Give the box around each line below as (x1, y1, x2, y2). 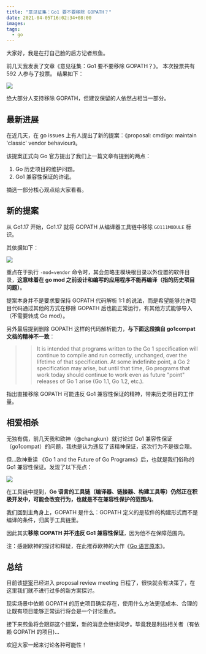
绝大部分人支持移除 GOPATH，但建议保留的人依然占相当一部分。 (6, 94, 170, 102)
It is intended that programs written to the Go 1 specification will (36, 344, 198, 352)
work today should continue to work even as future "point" (36, 371, 185, 378)
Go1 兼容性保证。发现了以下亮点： (6, 463, 93, 471)
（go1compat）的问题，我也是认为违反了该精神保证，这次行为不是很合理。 (6, 443, 196, 450)
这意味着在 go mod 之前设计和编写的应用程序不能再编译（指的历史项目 (17, 276, 195, 283)
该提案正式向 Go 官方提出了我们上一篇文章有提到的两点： (6, 152, 151, 159)
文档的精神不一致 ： (6, 332, 55, 340)
